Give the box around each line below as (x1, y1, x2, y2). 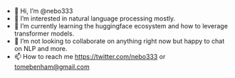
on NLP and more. (14, 45, 68, 52)
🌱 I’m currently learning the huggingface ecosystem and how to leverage (14, 22, 228, 30)
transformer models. (14, 29, 75, 38)
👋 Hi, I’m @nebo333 (14, 7, 73, 15)
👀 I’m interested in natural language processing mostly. (14, 14, 176, 23)
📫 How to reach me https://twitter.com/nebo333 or (14, 52, 166, 60)
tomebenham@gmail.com (14, 62, 90, 71)
